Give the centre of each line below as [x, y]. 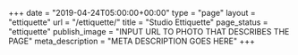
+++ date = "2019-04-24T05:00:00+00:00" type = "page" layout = [132, 13]
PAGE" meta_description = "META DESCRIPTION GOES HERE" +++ [132, 41]
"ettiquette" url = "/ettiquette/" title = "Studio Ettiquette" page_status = [139, 22]
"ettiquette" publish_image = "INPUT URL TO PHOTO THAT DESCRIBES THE [149, 31]
